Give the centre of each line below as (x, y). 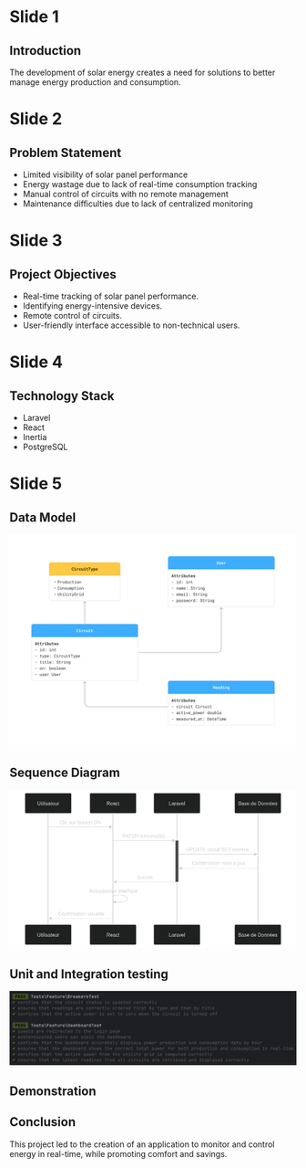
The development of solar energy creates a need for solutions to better (143, 72)
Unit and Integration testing (89, 974)
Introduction (46, 51)
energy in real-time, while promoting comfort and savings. (118, 1153)
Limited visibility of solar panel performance (105, 174)
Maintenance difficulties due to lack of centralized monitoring (138, 204)
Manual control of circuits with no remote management (126, 194)
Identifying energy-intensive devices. (92, 306)
